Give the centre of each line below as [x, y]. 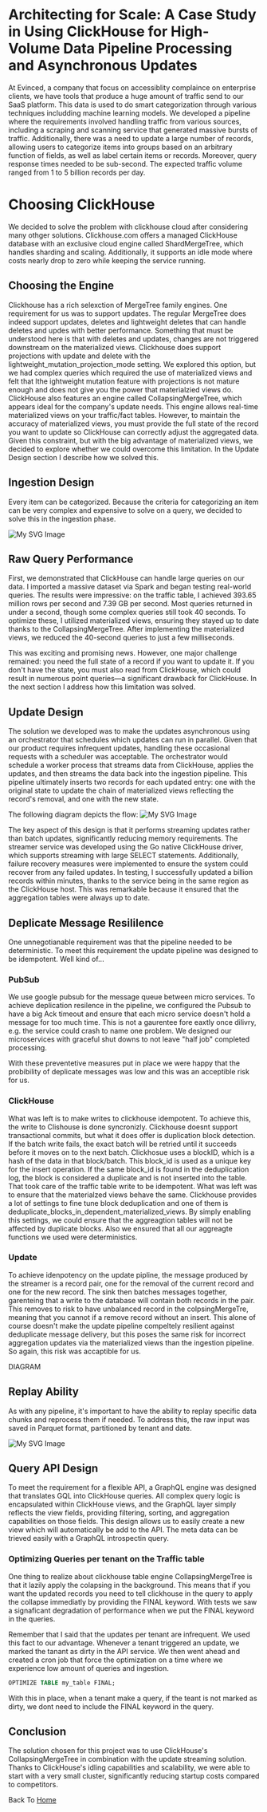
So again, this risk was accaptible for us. [75, 1351]
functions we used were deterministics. [73, 1237]
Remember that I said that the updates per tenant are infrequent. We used [130, 1634]
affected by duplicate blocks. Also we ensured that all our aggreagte [120, 1228]
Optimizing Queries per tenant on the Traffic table [106, 1559]
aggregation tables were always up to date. [79, 898]
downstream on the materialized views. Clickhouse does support [115, 347]
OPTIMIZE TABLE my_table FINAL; [62, 1683]
